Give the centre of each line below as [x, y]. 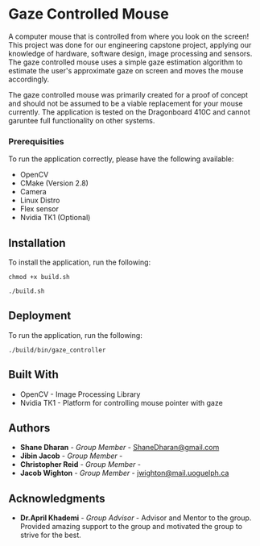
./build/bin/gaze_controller [57, 350]
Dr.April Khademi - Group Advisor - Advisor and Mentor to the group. [136, 518]
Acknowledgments [57, 498]
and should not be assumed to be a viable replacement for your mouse [126, 103]
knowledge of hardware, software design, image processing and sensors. [130, 53]
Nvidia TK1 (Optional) [55, 218]
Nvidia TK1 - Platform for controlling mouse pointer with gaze [121, 402]
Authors [29, 428]
